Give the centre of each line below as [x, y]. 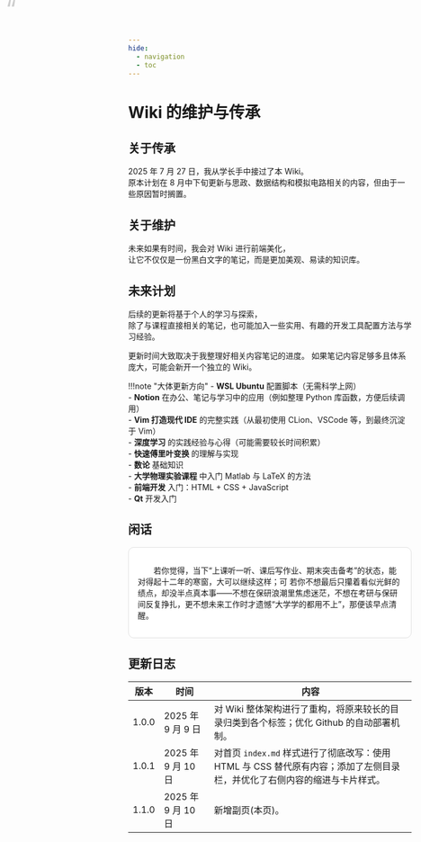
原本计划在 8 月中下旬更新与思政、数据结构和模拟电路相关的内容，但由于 [263, 183]
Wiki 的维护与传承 [194, 112]
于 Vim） [144, 431]
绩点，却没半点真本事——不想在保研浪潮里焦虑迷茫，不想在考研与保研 [268, 593]
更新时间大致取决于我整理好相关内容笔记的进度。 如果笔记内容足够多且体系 [267, 356]
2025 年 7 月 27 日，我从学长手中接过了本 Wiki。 [219, 172]
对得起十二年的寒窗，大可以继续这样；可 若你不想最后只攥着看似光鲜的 [269, 581]
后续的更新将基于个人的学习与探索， [195, 314]
